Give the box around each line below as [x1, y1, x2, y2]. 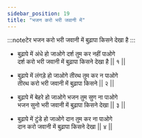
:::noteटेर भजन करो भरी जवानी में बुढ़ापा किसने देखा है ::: [7, 35, 136, 44]
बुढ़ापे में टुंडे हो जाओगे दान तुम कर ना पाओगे [17, 114, 113, 123]
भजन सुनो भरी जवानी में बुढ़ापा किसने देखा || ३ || [17, 101, 126, 109]
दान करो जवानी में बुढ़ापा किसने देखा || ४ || [17, 122, 113, 130]
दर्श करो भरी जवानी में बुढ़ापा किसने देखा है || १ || [17, 57, 126, 66]
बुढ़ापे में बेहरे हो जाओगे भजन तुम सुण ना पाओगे [17, 93, 118, 101]
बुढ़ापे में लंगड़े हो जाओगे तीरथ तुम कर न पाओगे [17, 71, 118, 80]
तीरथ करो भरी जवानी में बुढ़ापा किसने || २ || [17, 79, 115, 87]
